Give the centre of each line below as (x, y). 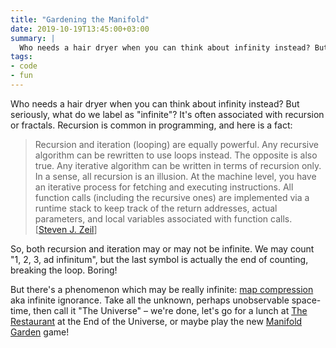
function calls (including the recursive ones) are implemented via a (172, 197)
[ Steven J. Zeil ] (66, 229)
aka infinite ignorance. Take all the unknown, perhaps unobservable (150, 300)
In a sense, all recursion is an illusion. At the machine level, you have (175, 176)
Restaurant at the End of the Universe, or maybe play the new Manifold (156, 321)
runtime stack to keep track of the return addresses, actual (156, 208)
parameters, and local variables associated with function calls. (163, 218)
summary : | (33, 38)
